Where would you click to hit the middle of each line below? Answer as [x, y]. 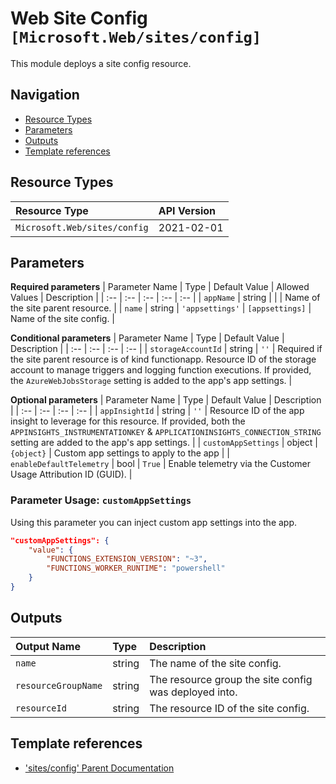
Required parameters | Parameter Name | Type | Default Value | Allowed [160, 287]
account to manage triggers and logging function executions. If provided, [161, 370]
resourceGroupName [59, 685]
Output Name [48, 646]
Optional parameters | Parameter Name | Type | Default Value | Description [166, 400]
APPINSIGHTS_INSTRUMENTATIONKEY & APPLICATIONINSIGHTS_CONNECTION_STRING [166, 432]
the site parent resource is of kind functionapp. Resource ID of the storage [163, 359]
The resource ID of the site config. [229, 708]
